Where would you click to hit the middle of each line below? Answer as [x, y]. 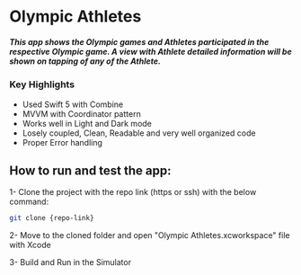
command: [29, 202]
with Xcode [30, 245]
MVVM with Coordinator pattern [81, 113]
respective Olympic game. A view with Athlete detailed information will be [150, 51]
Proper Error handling [62, 142]
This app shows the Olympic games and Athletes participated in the [139, 41]
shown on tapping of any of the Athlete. [85, 61]
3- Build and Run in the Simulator [71, 262]
